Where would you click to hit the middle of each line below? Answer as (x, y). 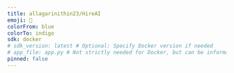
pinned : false (28, 59)
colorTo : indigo (31, 33)
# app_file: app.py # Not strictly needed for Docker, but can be (106, 53)
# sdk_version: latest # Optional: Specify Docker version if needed (110, 46)
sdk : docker (24, 40)
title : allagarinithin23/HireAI (54, 14)
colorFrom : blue (31, 26)
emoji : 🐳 (20, 20)
